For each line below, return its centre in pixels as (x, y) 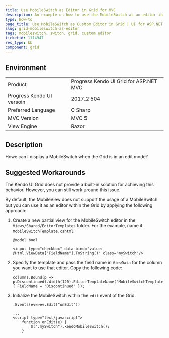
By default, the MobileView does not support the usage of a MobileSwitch (81, 200)
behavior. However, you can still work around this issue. (63, 190)
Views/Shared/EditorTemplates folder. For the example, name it (77, 226)
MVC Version (23, 118)
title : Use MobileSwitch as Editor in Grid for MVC (60, 10)
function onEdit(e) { (44, 322)
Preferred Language (31, 110)
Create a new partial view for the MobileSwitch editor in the (74, 220)
